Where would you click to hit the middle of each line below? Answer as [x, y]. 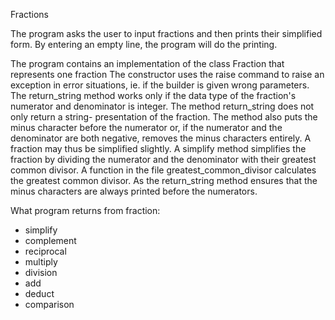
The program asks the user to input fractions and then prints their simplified [166, 33]
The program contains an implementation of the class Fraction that [147, 63]
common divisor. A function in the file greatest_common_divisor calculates [163, 170]
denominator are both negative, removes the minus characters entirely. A [161, 138]
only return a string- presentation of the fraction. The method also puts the [164, 117]
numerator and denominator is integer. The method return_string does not [162, 106]
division [41, 272]
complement [50, 240]
